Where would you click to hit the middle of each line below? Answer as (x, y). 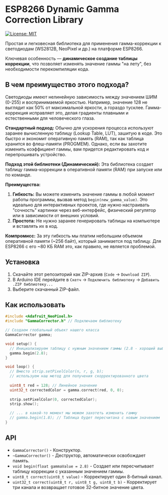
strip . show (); (24, 404)
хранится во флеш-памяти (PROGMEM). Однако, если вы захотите (76, 144)
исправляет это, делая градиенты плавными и (79, 113)
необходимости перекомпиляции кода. (47, 69)
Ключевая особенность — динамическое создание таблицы (71, 58)
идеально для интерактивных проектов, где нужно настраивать (81, 205)
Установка (22, 262)
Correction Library (44, 20)
